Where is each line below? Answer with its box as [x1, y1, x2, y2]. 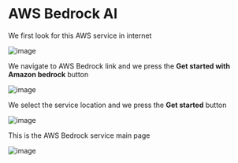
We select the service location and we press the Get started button [8, 100, 227, 109]
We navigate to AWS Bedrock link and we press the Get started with [8, 61, 231, 71]
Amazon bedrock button [8, 69, 89, 79]
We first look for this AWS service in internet [8, 31, 152, 40]
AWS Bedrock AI [8, 5, 118, 23]
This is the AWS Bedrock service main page [8, 131, 151, 140]
